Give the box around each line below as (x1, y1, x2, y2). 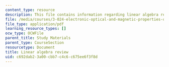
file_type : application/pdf (5, 21, 64, 27)
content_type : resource (5, 7, 55, 13)
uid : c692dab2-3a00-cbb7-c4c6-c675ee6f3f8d (5, 54, 98, 59)
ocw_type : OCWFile (5, 31, 44, 36)
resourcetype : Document (5, 45, 55, 50)
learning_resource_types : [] (5, 26, 66, 31)
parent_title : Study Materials (5, 36, 71, 41)
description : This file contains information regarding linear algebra (5, 12, 158, 17)
